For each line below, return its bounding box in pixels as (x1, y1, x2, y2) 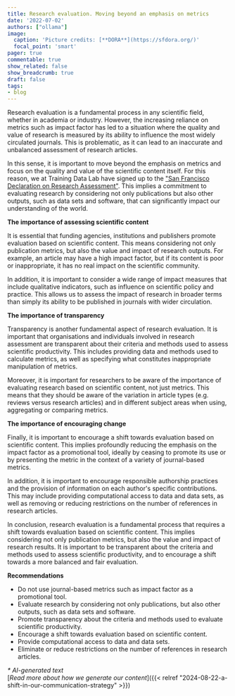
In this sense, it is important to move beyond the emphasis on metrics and (7, 159, 222, 168)
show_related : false (7, 63, 68, 70)
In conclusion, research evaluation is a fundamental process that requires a (7, 521, 225, 529)
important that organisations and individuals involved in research (7, 333, 195, 341)
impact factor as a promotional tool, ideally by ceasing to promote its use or (7, 448, 227, 456)
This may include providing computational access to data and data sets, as (7, 492, 224, 500)
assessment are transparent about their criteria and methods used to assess (7, 340, 229, 349)
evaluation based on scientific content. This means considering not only (7, 239, 216, 247)
